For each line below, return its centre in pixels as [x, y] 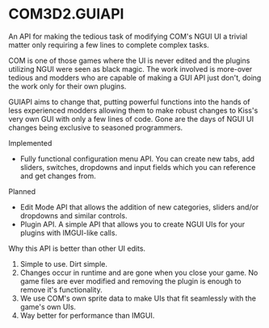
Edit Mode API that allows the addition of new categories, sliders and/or [139, 207]
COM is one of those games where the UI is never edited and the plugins [129, 60]
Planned [22, 191]
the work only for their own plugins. [67, 86]
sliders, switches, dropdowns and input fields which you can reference [138, 167]
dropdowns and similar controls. [74, 215]
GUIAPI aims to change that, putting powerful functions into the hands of [129, 102]
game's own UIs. [48, 306]
